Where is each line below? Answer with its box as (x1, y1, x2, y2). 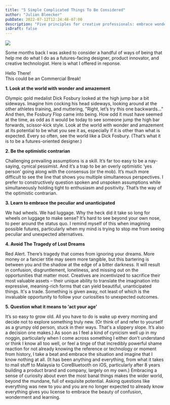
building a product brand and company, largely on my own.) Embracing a (5, 368, 157, 374)
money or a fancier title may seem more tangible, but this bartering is (5, 256, 149, 262)
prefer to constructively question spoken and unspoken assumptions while (5, 179, 161, 185)
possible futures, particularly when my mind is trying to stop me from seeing (5, 226, 164, 232)
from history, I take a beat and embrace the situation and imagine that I (5, 351, 153, 357)
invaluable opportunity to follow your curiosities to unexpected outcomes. (5, 294, 159, 300)
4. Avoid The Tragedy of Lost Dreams (5, 241, 85, 247)
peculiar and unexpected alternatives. (5, 231, 84, 237)
